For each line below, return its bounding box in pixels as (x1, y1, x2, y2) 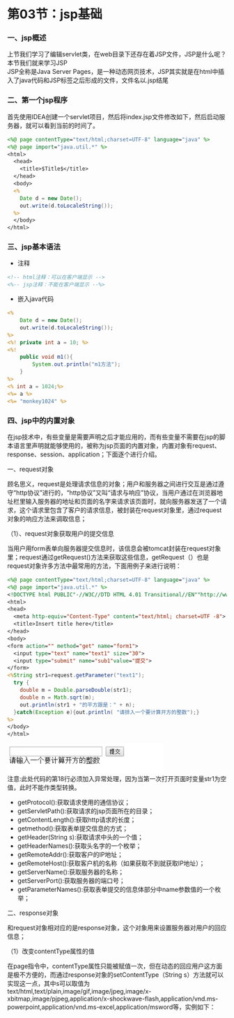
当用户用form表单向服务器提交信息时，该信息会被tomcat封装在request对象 (7, 544, 221, 553)
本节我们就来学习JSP (7, 59, 68, 67)
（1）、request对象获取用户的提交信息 (7, 529, 114, 537)
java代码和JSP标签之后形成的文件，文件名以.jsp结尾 (19, 76, 169, 84)
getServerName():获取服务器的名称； (17, 868, 125, 877)
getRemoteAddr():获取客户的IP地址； (17, 851, 123, 859)
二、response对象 (7, 909, 59, 917)
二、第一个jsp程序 (7, 95, 68, 105)
